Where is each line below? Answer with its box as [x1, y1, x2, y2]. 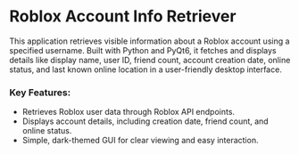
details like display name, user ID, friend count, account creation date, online [9, 54, 291, 65]
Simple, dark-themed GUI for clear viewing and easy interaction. [21, 135, 259, 146]
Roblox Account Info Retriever [9, 6, 237, 27]
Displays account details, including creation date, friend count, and [21, 116, 270, 126]
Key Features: [9, 86, 71, 99]
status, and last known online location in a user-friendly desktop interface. [9, 64, 283, 75]
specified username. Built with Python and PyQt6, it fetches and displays [9, 45, 277, 55]
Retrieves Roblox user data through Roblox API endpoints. [21, 107, 235, 118]
